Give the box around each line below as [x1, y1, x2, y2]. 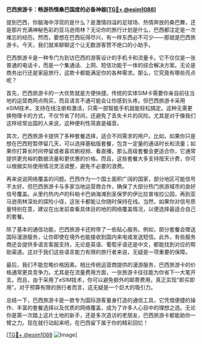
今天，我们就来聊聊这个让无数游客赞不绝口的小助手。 [22, 42, 154, 48]
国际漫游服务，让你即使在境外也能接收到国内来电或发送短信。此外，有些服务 [6, 233, 196, 240]
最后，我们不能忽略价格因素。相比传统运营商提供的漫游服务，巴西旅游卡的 [6, 261, 191, 268]
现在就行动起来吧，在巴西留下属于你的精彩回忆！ [26, 319, 148, 326]
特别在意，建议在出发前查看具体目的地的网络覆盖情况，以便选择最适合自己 [11, 205, 196, 213]
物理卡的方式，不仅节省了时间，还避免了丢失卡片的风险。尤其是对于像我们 [11, 112, 196, 119]
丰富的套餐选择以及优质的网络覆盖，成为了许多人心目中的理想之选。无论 [16, 304, 196, 311]
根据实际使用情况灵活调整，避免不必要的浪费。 [11, 163, 127, 169]
